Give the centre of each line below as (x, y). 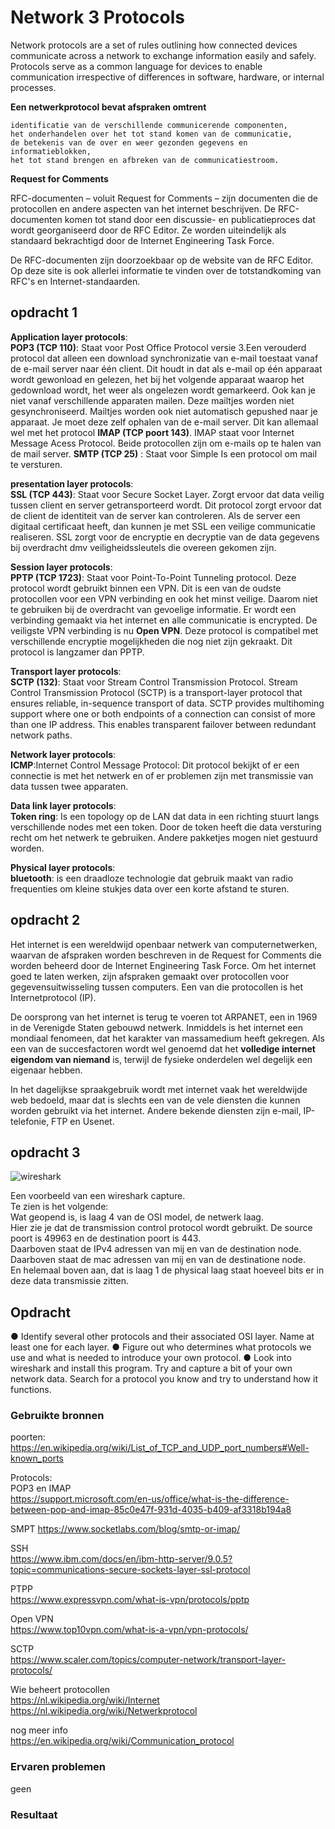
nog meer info (39, 1730)
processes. (33, 87)
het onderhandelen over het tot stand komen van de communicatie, (151, 134)
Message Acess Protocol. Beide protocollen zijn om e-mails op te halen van (166, 443)
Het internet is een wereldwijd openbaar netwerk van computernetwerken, (164, 944)
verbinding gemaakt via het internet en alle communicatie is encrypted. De (164, 620)
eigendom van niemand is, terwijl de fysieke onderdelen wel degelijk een (161, 1059)
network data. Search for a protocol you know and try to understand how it (164, 1379)
